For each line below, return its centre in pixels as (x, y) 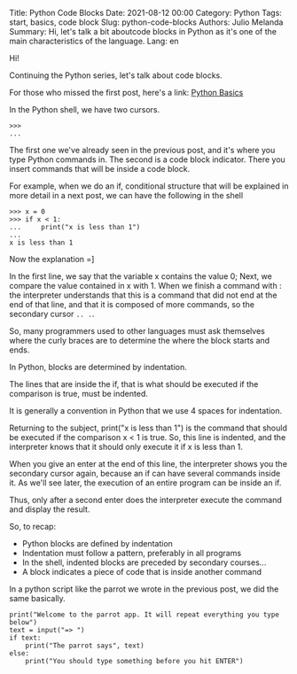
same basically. (38, 598)
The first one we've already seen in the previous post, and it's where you (142, 150)
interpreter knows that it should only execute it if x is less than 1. (126, 447)
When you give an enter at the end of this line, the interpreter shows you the (148, 464)
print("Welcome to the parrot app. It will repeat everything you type (144, 615)
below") (23, 623)
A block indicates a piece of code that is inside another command (141, 572)
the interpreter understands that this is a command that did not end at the (143, 295)
